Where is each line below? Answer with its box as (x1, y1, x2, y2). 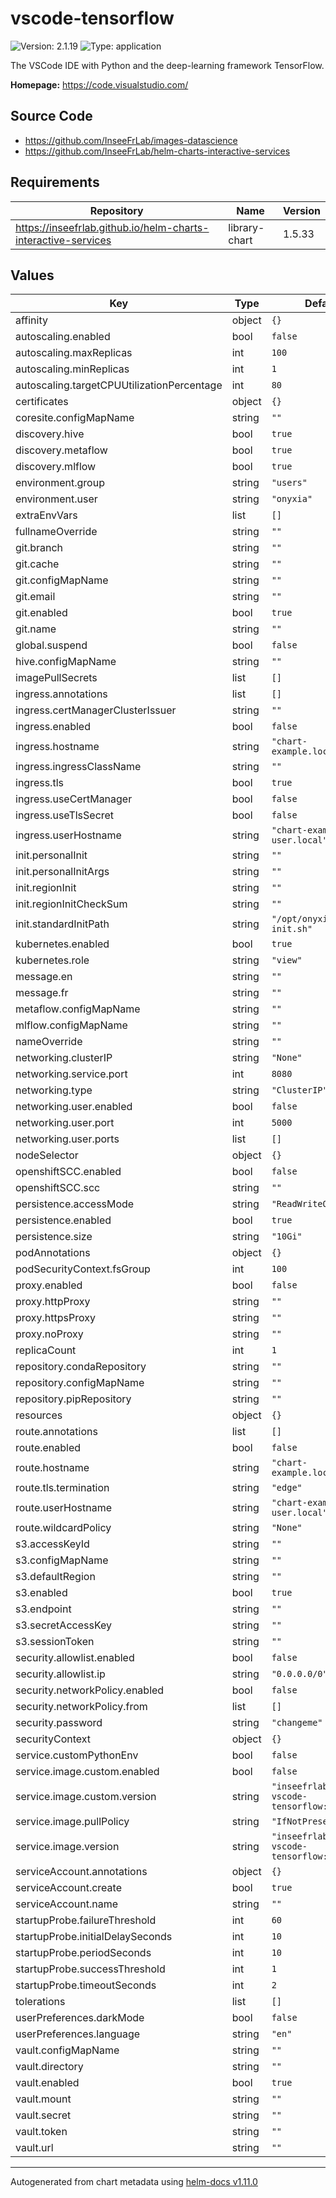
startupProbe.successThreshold (15, 1962, 166, 1976)
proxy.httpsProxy (15, 1311, 96, 1325)
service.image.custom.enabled (15, 1765, 160, 1779)
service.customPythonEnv (15, 1748, 139, 1762)
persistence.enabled (15, 1213, 112, 1227)
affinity (15, 313, 48, 327)
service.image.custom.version (15, 1790, 157, 1804)
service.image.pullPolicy (15, 1815, 130, 1829)
